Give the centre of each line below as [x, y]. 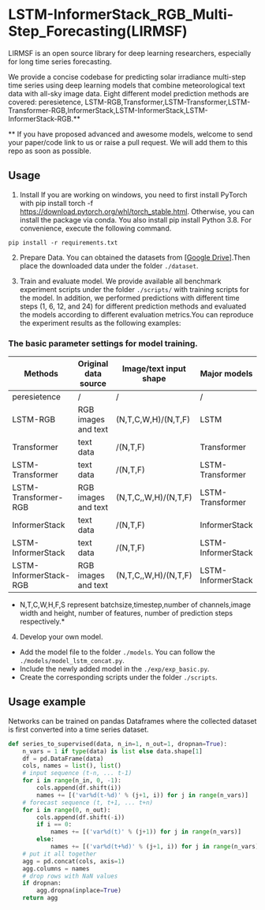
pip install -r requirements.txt [63, 242]
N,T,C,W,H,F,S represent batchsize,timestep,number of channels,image [135, 605]
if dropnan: [42, 883]
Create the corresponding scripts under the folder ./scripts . [119, 677]
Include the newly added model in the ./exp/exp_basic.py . [114, 669]
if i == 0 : [54, 825]
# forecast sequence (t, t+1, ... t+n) [88, 803]
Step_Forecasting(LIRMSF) [98, 31]
